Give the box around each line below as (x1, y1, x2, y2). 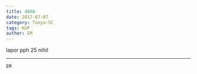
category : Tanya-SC (6, 19, 54, 25)
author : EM (6, 31, 33, 36)
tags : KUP (6, 25, 30, 31)
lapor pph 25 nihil (6, 46, 49, 53)
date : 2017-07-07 (6, 14, 49, 20)
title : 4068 (6, 8, 35, 15)
